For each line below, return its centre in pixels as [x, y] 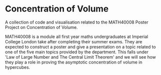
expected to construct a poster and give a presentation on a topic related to [80, 47]
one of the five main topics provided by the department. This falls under [77, 52]
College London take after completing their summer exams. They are [74, 41]
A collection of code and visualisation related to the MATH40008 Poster [77, 22]
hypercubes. [18, 67]
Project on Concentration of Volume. [41, 27]
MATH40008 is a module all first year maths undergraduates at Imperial [77, 37]
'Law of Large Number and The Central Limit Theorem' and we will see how [80, 57]
